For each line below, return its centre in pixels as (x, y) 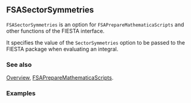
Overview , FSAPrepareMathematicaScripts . (60, 77)
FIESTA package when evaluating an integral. (62, 49)
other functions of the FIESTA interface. (55, 31)
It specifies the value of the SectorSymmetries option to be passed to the (96, 42)
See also (19, 64)
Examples (21, 93)
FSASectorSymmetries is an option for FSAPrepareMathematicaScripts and (95, 24)
